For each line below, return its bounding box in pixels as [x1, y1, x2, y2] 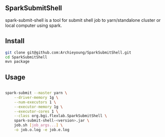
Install [5, 37, 25, 45]
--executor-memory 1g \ [14, 104, 63, 109]
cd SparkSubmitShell [5, 55, 48, 60]
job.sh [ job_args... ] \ [14, 123, 63, 128]
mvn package [5, 59, 30, 64]
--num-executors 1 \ [14, 99, 56, 105]
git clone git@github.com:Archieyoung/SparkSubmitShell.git [5, 50, 132, 55]
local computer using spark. [5, 22, 62, 28]
